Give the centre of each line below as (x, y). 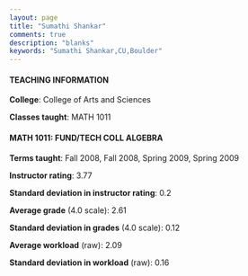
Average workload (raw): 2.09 (66, 245)
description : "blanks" (52, 43)
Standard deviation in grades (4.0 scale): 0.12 (95, 227)
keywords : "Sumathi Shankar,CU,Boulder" (86, 51)
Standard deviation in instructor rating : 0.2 (91, 192)
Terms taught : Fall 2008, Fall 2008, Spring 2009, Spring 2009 (124, 157)
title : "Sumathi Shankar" (58, 26)
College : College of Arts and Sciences (80, 100)
